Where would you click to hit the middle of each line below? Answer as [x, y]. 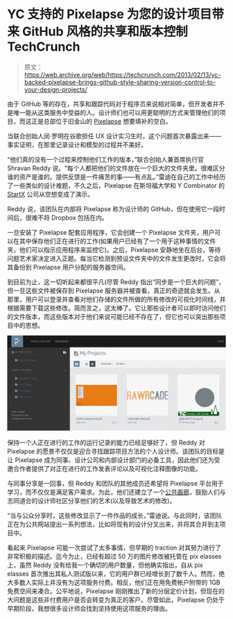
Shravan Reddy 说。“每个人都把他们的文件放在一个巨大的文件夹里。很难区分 [116, 168]
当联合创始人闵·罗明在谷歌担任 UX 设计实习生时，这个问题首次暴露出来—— [114, 135]
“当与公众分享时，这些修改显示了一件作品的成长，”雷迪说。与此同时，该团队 [115, 515]
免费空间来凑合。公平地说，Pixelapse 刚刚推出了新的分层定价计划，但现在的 [116, 591]
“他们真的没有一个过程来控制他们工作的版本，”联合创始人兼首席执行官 [106, 159]
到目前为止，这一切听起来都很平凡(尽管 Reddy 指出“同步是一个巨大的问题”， [116, 281]
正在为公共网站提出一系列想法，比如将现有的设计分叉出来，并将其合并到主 [113, 525]
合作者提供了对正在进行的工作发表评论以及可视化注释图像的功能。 [107, 469]
